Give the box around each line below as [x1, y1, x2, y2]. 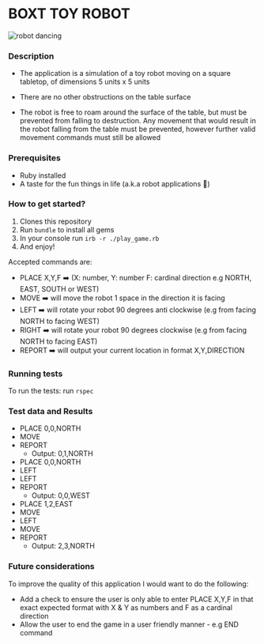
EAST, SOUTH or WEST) [19, 284, 100, 293]
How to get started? [8, 198, 86, 209]
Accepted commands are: [8, 257, 92, 266]
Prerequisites [8, 153, 61, 164]
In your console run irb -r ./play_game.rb [19, 233, 160, 243]
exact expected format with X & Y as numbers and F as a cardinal [19, 602, 233, 612]
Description [8, 51, 55, 62]
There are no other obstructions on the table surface [19, 92, 191, 102]
